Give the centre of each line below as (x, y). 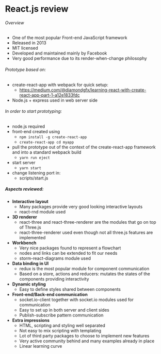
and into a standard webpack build (47, 152)
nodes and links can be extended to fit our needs (68, 253)
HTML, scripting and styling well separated (62, 325)
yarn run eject (34, 158)
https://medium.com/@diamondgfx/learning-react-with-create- (83, 90)
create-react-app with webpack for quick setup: (60, 85)
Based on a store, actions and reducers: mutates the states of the (85, 274)
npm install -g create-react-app (53, 137)
